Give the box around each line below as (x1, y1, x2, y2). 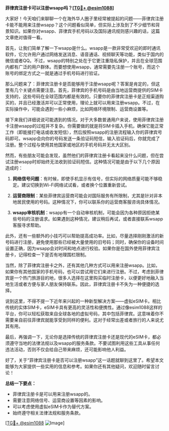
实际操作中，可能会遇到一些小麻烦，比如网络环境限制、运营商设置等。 (5, 106, 151, 112)
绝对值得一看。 (14, 35, 45, 40)
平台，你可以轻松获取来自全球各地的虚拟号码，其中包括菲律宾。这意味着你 (5, 311, 159, 316)
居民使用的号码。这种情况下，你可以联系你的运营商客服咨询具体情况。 (17, 199, 162, 205)
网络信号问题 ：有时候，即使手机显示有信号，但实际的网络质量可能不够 (12, 176, 158, 181)
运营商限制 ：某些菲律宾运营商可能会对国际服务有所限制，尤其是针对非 (12, 193, 158, 198)
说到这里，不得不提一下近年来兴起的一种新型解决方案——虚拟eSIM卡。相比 (5, 298, 161, 304)
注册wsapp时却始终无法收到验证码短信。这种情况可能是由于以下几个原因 (9, 159, 160, 165)
